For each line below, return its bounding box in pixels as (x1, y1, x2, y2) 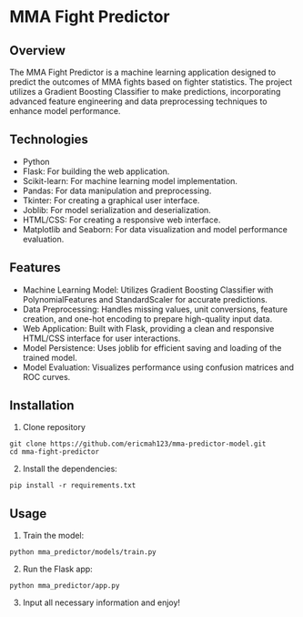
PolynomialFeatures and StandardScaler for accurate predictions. (22, 293, 268, 304)
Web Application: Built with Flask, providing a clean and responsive (22, 323, 275, 334)
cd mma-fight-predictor (9, 447, 100, 457)
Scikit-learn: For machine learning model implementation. (22, 175, 238, 186)
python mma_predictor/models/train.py (9, 548, 157, 557)
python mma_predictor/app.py (9, 581, 120, 591)
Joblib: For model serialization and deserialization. (22, 204, 211, 215)
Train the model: (22, 530, 85, 541)
